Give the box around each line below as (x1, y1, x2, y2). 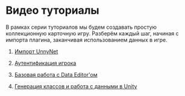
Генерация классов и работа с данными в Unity (14, 82, 137, 90)
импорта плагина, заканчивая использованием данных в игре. (5, 36, 168, 43)
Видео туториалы (5, 4, 100, 17)
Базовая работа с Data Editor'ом (14, 71, 98, 78)
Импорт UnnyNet (14, 47, 58, 55)
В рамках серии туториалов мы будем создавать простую (5, 23, 157, 31)
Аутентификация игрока (14, 59, 77, 67)
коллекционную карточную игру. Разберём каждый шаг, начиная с (5, 29, 179, 37)
